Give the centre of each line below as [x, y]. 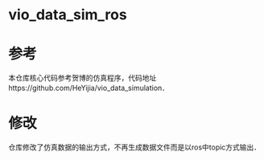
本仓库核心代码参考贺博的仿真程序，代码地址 [82, 78]
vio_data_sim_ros [68, 15]
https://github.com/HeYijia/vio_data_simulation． [89, 88]
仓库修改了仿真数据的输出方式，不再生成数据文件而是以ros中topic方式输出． [135, 147]
